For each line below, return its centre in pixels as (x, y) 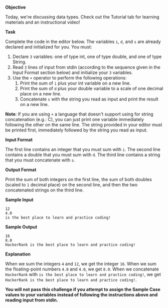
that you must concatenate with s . (40, 160)
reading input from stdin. (32, 300)
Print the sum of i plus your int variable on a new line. (75, 83)
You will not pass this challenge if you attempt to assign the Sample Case (83, 289)
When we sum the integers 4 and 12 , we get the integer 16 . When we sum (81, 264)
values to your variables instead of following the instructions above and (81, 295)
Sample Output (21, 227)
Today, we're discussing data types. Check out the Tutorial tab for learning (82, 17)
